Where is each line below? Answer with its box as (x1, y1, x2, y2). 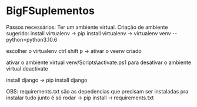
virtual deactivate (6, 65, 48, 72)
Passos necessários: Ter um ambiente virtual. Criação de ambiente (6, 24, 168, 31)
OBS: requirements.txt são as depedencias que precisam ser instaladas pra (6, 88, 189, 95)
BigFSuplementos (6, 4, 95, 18)
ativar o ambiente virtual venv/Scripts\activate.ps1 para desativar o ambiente (6, 59, 192, 66)
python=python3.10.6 (6, 36, 58, 43)
